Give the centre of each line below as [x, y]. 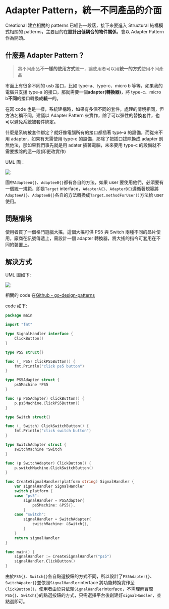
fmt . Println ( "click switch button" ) [53, 431]
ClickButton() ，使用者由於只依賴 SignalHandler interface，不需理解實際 [79, 589]
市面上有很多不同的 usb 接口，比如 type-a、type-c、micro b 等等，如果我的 [84, 85]
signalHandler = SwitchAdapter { [58, 519]
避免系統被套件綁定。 [36, 121]
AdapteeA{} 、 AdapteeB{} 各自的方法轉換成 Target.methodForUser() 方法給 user [84, 195]
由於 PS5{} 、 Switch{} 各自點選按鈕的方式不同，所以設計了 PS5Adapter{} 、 [80, 576]
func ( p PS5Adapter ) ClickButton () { [45, 398]
